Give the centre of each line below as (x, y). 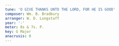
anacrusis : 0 (18, 36)
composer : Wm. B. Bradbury (32, 14)
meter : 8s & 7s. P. (25, 27)
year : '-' (15, 23)
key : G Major (18, 32)
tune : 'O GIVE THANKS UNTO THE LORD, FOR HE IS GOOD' (60, 9)
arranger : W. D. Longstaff (32, 18)
